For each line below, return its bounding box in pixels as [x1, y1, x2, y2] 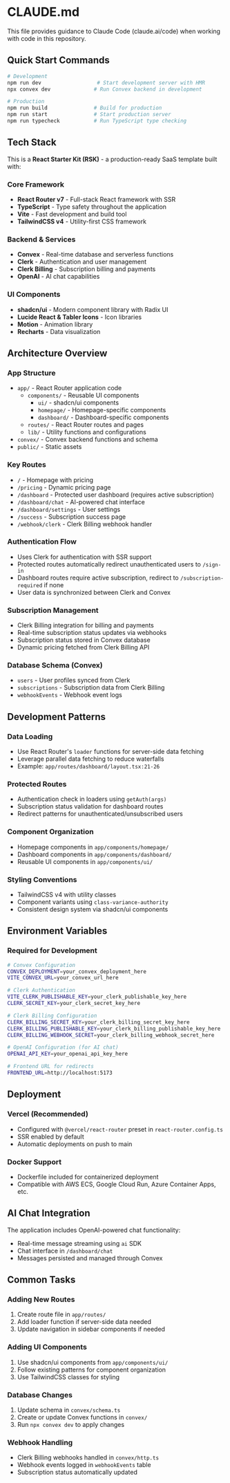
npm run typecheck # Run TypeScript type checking [7, 118, 187, 125]
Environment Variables [7, 925, 108, 937]
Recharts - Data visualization [17, 327, 101, 335]
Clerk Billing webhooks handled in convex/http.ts [17, 1453, 160, 1462]
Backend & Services [7, 234, 76, 244]
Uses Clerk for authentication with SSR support [17, 553, 152, 561]
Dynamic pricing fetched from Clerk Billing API [17, 643, 150, 652]
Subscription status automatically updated [17, 1468, 138, 1477]
